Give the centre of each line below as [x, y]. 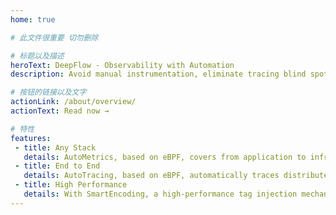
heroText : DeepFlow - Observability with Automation [122, 65]
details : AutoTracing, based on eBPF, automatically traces [151, 176]
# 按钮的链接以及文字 [48, 92]
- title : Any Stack [55, 147]
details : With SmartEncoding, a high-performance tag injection [160, 194]
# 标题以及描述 [37, 56]
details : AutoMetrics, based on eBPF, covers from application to [165, 157]
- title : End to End [57, 166]
